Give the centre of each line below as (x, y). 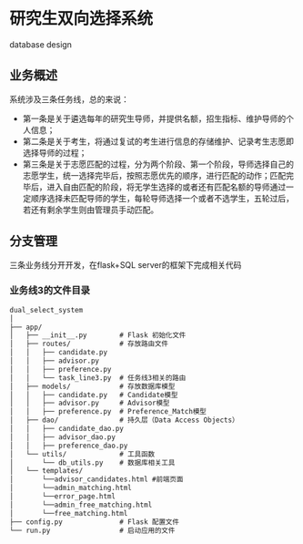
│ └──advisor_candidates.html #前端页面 (96, 479)
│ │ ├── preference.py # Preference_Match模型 (108, 412)
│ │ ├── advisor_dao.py (63, 437)
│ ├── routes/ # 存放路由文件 (89, 344)
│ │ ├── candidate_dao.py (67, 429)
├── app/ (26, 327)
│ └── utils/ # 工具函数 (82, 454)
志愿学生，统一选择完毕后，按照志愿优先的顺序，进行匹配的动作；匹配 (154, 175)
